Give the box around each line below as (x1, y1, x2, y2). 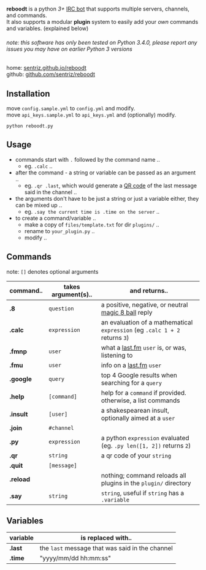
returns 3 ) (101, 333, 129, 342)
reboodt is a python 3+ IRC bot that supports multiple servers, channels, (6, 6, 190, 12)
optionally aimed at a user (101, 413, 175, 422)
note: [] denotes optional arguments (6, 268, 99, 275)
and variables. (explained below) (6, 24, 89, 32)
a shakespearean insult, (101, 406, 170, 414)
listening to (101, 351, 133, 359)
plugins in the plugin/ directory (101, 479, 191, 487)
